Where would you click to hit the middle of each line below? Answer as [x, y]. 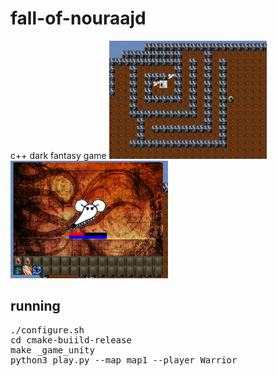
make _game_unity [52, 350]
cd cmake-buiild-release [71, 340]
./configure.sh [47, 330]
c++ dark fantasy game [58, 156]
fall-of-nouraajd [78, 18]
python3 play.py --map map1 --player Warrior [124, 360]
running [35, 306]
